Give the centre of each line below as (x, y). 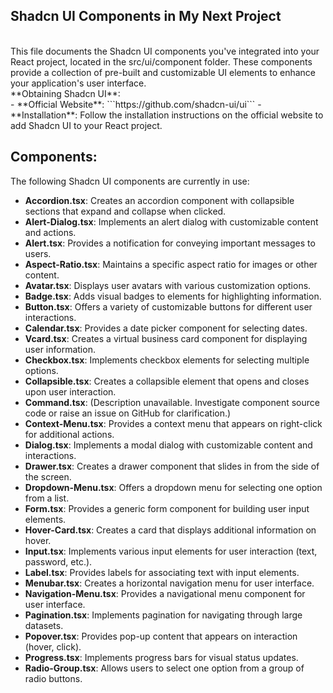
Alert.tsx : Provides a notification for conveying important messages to (170, 243)
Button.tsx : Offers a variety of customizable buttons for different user (168, 306)
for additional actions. (69, 434)
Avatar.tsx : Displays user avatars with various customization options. (168, 285)
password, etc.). (58, 561)
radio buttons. (53, 678)
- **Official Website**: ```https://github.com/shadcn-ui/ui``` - (136, 104)
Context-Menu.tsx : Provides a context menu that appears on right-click (173, 423)
